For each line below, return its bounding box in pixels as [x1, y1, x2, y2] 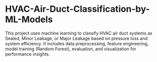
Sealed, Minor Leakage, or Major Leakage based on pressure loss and [5, 35, 148, 41]
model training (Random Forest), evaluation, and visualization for [5, 46, 137, 52]
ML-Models [5, 14, 53, 25]
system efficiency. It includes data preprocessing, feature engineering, [5, 40, 149, 46]
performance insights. [5, 51, 50, 57]
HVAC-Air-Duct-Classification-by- [5, 3, 150, 15]
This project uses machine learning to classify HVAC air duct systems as [5, 30, 153, 36]
